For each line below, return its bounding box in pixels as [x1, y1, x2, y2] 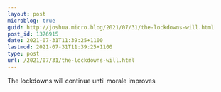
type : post [7, 51, 40, 58]
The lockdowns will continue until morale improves [7, 76, 156, 85]
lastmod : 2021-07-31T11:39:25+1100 [7, 44, 113, 51]
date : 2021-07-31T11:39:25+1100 [7, 37, 103, 44]
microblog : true [7, 17, 55, 24]
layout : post [7, 10, 46, 18]
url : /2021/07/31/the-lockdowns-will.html [7, 57, 135, 64]
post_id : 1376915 [7, 30, 59, 38]
